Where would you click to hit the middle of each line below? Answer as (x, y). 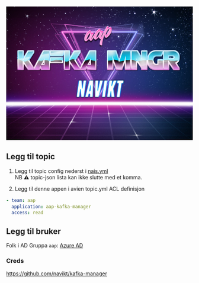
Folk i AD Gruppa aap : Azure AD (45, 246)
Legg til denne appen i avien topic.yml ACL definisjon (80, 189)
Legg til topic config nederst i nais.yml (61, 171)
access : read (28, 213)
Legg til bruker (33, 231)
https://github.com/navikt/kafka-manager (57, 274)
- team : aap (21, 200)
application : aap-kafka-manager (52, 207)
